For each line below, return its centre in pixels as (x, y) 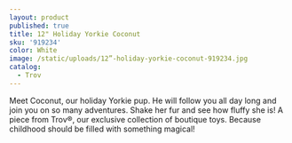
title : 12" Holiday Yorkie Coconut (75, 34)
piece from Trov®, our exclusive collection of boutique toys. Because (135, 119)
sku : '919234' (36, 42)
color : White (33, 51)
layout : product (39, 17)
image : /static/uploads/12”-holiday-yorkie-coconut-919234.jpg (129, 59)
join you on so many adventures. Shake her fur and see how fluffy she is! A (146, 110)
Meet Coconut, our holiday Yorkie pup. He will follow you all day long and (143, 100)
